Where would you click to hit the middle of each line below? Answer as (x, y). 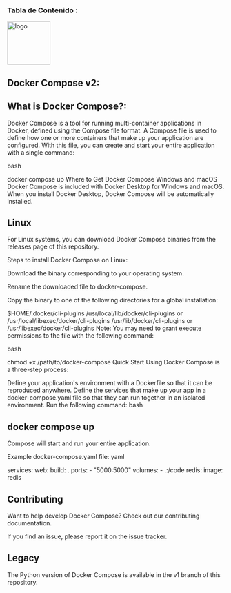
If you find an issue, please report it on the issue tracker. (87, 536)
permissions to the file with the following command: (80, 336)
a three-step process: (38, 370)
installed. (20, 201)
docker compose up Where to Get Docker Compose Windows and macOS (112, 179)
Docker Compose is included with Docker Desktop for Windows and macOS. (116, 186)
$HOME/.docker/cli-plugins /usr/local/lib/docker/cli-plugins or (95, 313)
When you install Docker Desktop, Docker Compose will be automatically (111, 194)
